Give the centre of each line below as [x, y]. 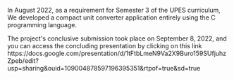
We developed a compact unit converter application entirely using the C [112, 17]
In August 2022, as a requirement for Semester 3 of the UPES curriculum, [114, 10]
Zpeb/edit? [23, 61]
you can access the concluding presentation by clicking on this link [105, 46]
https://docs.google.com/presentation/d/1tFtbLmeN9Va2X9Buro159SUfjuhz [117, 53]
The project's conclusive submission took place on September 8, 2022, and [117, 38]
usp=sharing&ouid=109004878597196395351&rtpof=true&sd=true [104, 68]
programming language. [42, 25]
